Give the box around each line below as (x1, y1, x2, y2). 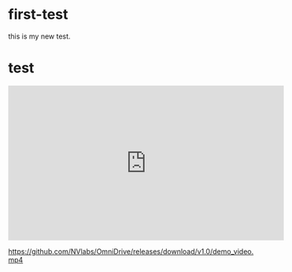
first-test (8, 6, 68, 24)
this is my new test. (8, 31, 71, 41)
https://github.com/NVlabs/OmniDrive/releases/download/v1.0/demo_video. (8, 246, 254, 256)
